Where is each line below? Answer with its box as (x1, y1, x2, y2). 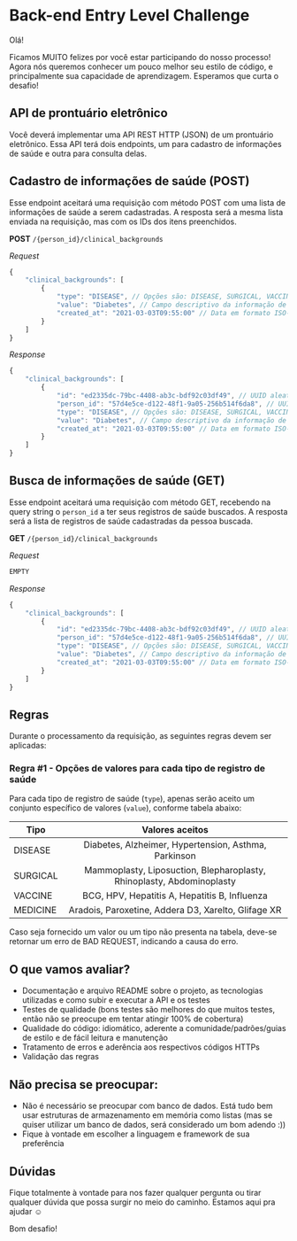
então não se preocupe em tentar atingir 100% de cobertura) (21, 1013, 244, 1024)
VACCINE (13, 889, 53, 902)
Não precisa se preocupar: (9, 1077, 159, 1092)
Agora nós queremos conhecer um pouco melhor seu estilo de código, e (9, 61, 274, 72)
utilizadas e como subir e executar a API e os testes (21, 995, 210, 1005)
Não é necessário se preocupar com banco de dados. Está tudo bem (21, 1100, 273, 1112)
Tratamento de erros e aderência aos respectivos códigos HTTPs (21, 1042, 261, 1052)
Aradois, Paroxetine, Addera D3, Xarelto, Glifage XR (68, 904, 282, 917)
